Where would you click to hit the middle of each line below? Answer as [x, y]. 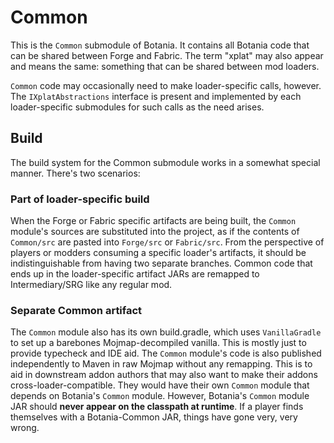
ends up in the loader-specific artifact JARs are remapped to [135, 274]
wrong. [25, 428]
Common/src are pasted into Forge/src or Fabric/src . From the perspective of [167, 242]
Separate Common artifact [76, 310]
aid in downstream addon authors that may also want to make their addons [164, 375]
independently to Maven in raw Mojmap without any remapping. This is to [161, 364]
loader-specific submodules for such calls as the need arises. [137, 107]
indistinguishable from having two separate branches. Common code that [161, 263]
